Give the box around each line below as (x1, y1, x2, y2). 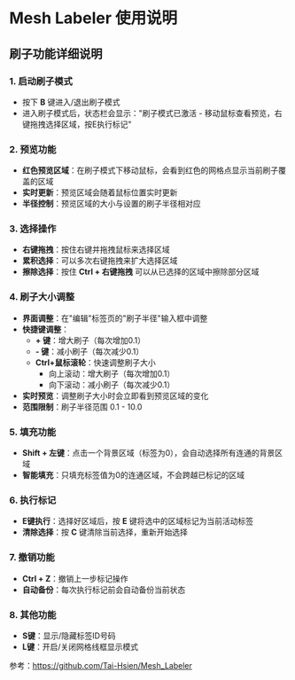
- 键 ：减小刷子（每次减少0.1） (35, 346, 144, 356)
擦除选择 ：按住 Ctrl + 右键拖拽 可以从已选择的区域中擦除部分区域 (21, 267, 260, 277)
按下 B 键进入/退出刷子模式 (21, 97, 120, 107)
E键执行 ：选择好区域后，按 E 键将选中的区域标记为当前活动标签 (21, 516, 254, 527)
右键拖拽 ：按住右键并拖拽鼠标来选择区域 (21, 245, 170, 255)
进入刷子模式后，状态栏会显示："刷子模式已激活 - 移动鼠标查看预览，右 (21, 107, 283, 118)
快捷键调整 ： (21, 324, 69, 334)
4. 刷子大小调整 (9, 291, 75, 303)
